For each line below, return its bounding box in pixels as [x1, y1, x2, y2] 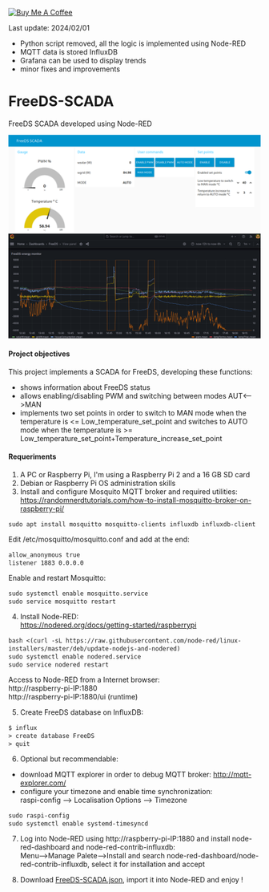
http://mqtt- [213, 769, 252, 779]
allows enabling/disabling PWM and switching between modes [19, 391, 227, 400]
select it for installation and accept [91, 859, 206, 869]
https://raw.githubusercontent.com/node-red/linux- [65, 636, 242, 645]
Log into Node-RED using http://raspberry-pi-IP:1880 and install [19, 833, 231, 843]
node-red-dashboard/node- [167, 850, 259, 860]
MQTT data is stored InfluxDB [19, 47, 118, 56]
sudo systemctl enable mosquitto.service [8, 590, 149, 598]
